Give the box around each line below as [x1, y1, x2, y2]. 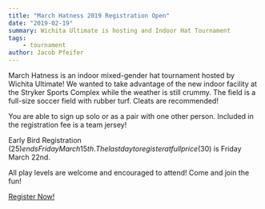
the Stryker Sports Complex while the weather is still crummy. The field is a [8, 88, 256, 97]
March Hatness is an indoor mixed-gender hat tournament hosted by [8, 71, 235, 80]
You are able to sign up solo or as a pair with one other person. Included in [8, 112, 255, 120]
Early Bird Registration [8, 136, 82, 144]
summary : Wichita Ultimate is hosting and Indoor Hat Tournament [8, 26, 231, 34]
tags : [8, 34, 26, 42]
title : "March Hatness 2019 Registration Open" [8, 11, 171, 20]
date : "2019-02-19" [8, 19, 74, 27]
